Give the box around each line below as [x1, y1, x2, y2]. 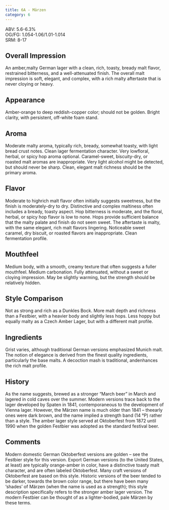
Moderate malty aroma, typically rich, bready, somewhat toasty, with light [5, 142, 158, 148]
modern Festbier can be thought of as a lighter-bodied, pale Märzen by [5, 494, 153, 500]
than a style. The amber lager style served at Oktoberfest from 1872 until [5, 418, 156, 423]
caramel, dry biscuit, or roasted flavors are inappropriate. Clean [5, 230, 137, 236]
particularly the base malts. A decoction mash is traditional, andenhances [5, 358, 158, 364]
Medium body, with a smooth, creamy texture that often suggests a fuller [5, 263, 156, 269]
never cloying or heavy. [5, 81, 54, 87]
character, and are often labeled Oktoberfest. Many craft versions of [5, 467, 147, 474]
